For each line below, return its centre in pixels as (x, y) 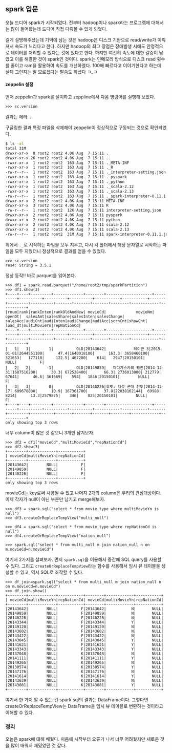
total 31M (16, 148)
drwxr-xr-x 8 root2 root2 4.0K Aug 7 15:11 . (57, 153)
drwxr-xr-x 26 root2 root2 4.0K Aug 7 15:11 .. (58, 158)
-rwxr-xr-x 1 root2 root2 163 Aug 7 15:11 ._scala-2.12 (70, 186)
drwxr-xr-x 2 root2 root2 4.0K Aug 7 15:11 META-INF (65, 201)
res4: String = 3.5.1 (28, 265)
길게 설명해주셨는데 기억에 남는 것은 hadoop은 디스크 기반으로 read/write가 (81, 39)
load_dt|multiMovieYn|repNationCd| (43, 325)
